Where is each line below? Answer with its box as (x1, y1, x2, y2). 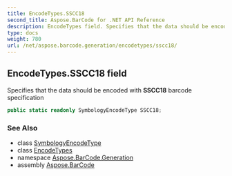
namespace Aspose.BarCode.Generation (17, 153, 133, 162)
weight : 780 (7, 36, 41, 43)
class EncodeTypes (17, 146, 72, 154)
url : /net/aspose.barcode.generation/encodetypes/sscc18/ (7, 42, 177, 49)
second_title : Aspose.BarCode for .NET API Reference (7, 17, 166, 23)
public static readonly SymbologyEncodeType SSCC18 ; (7, 106, 162, 114)
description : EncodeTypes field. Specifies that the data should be (7, 23, 209, 30)
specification (7, 93, 44, 101)
